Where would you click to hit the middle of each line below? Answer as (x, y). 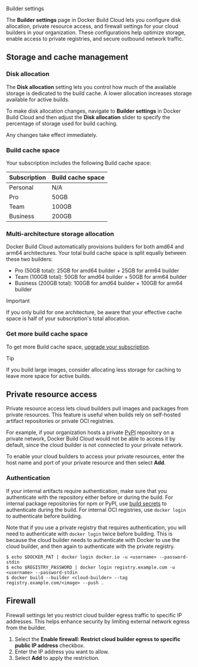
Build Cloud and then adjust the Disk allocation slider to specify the (88, 117)
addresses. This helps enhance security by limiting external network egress (98, 621)
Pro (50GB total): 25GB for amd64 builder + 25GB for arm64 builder (97, 271)
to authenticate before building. (44, 516)
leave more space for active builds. (49, 376)
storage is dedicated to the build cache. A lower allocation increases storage (99, 93)
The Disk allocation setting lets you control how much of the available (91, 87)
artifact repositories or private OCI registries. (60, 421)
